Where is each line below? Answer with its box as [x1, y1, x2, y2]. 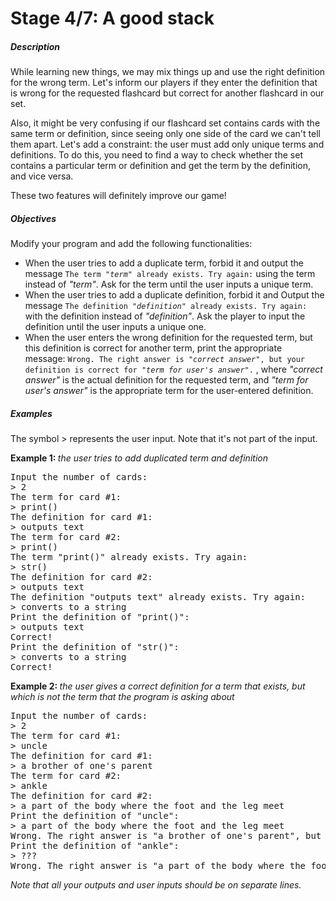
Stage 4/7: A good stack [10, 7, 215, 30]
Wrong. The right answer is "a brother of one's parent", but [10, 830, 322, 842]
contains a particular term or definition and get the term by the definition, [10, 160, 312, 172]
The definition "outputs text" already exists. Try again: [10, 592, 307, 603]
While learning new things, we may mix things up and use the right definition [10, 66, 326, 78]
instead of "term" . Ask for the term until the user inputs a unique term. [24, 278, 314, 291]
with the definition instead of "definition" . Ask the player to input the [24, 310, 306, 322]
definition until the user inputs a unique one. [24, 321, 207, 333]
